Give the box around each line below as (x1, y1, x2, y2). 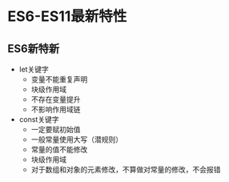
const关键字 (18, 115, 59, 124)
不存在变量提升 (30, 95, 81, 104)
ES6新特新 (7, 42, 60, 55)
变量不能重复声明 (30, 75, 88, 84)
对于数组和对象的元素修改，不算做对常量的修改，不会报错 (30, 165, 221, 174)
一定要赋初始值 (30, 125, 81, 134)
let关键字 (18, 65, 49, 74)
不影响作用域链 (30, 105, 81, 114)
